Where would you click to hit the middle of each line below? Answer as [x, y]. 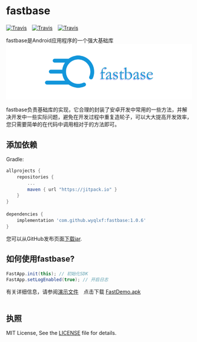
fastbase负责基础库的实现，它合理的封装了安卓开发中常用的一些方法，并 [94, 109]
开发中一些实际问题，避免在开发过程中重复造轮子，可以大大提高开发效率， [101, 117]
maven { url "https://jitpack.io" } [72, 190]
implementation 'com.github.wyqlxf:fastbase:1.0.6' [81, 220]
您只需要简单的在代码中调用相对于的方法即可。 [63, 124]
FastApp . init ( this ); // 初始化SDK [47, 274]
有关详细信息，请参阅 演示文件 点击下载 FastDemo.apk [73, 292]
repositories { [35, 177]
